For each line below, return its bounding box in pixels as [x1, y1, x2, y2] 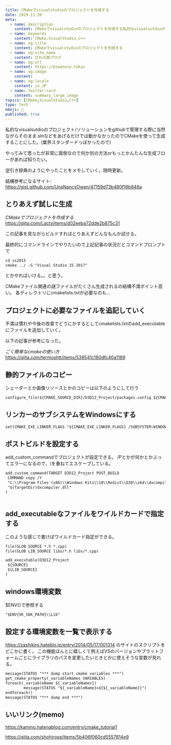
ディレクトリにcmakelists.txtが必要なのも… [19, 290, 110, 296]
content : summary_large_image [14, 93, 79, 98]
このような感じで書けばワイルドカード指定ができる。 [5, 533, 117, 540]
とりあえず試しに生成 [5, 200, 72, 209]
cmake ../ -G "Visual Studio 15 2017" [5, 263, 88, 268]
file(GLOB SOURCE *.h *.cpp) [5, 544, 67, 549]
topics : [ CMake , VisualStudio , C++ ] [5, 97, 79, 102]
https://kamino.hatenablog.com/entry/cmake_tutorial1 [5, 724, 118, 730]
